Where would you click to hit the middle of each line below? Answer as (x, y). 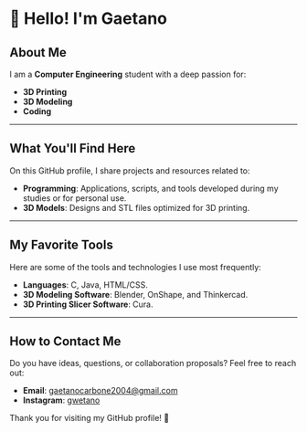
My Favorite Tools (62, 245)
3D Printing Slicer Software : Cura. (88, 304)
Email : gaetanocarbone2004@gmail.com (100, 391)
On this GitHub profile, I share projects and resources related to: (130, 170)
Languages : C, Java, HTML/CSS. (85, 284)
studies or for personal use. (74, 198)
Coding (37, 111)
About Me (38, 53)
